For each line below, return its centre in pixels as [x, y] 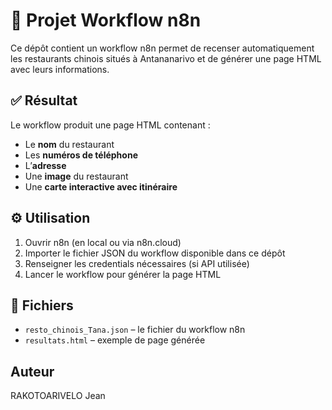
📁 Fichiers [42, 305]
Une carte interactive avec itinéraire [101, 186]
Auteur [32, 371]
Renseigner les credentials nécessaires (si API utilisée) [137, 263]
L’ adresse [45, 165]
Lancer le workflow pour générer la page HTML [123, 274]
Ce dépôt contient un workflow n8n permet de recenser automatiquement [162, 48]
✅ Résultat [44, 100]
